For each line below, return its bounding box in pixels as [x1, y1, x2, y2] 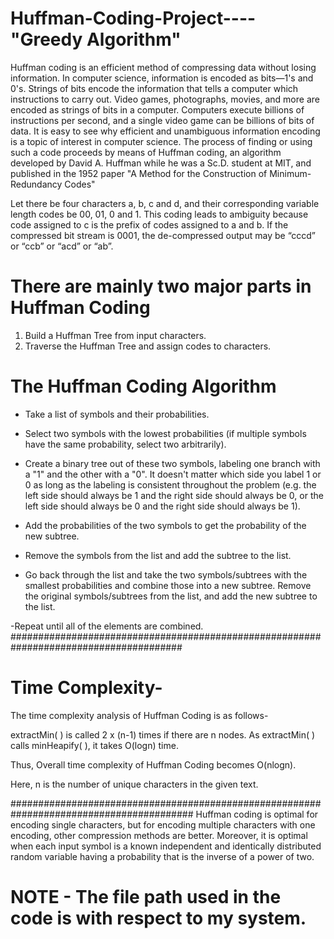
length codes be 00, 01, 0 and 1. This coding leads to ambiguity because [10, 208, 309, 220]
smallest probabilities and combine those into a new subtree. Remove [24, 579, 312, 591]
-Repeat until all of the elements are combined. [10, 620, 204, 632]
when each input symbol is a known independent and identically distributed [10, 840, 322, 852]
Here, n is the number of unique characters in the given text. [10, 778, 259, 790]
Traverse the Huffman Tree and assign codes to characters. [24, 340, 272, 352]
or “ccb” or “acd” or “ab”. [10, 240, 114, 252]
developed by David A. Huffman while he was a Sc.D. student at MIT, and [10, 157, 312, 169]
